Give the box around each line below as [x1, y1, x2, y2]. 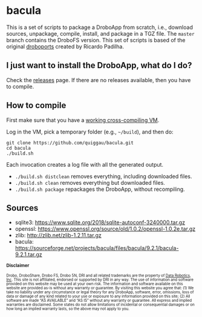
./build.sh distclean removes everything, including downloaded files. [15, 173, 192, 180]
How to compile [6, 100, 67, 110]
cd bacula [6, 145, 31, 151]
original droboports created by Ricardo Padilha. [6, 43, 124, 50]
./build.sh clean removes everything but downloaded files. [15, 179, 165, 186]
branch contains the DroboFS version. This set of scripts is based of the [6, 36, 186, 43]
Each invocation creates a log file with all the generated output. [6, 161, 164, 168]
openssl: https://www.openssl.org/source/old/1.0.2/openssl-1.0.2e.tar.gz [15, 225, 195, 232]
